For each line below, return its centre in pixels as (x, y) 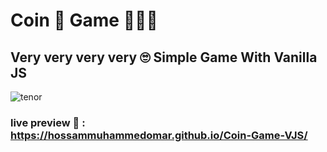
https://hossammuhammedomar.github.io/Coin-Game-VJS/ (159, 135)
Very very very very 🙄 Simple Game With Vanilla (164, 57)
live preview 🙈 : (48, 122)
